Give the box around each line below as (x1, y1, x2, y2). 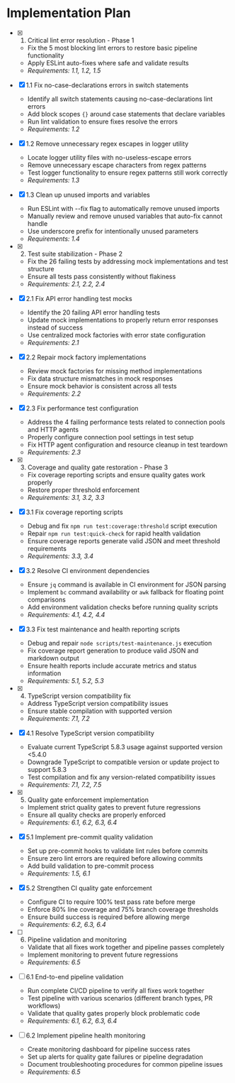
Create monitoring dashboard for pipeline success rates (27, 1045, 190, 1053)
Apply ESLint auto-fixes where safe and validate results (27, 58, 189, 67)
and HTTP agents (27, 425, 79, 434)
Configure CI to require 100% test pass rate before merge (27, 897, 196, 906)
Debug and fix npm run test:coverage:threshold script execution (27, 521, 217, 530)
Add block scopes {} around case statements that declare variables (27, 109, 226, 118)
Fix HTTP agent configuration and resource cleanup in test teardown (27, 440, 228, 449)
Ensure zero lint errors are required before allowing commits (27, 854, 203, 862)
